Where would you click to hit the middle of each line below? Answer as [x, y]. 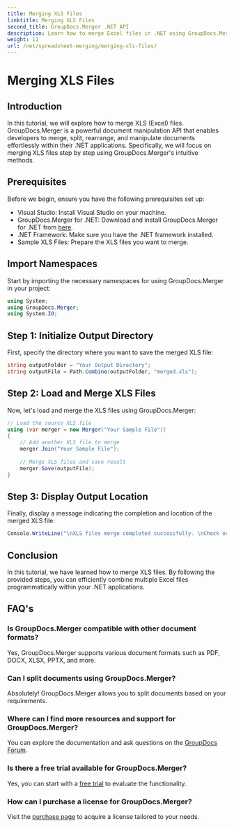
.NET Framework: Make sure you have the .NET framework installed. [115, 234]
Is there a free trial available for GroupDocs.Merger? [97, 768]
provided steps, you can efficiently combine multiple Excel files [98, 579]
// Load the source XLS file [49, 423]
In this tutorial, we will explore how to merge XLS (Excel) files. [96, 123]
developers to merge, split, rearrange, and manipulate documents [101, 138]
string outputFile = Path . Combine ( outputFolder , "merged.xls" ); [102, 371]
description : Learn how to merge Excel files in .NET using [96, 33]
